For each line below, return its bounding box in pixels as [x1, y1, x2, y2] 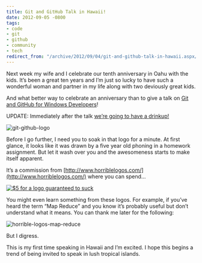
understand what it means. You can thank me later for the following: [6, 208, 174, 216]
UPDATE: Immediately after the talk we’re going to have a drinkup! [6, 112, 170, 119]
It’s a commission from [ [6, 166, 66, 174]
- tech [6, 48, 23, 54]
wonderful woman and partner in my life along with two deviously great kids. [6, 82, 196, 90]
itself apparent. [6, 154, 44, 162]
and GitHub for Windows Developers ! [6, 100, 99, 108]
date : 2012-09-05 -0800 [6, 14, 66, 20]
